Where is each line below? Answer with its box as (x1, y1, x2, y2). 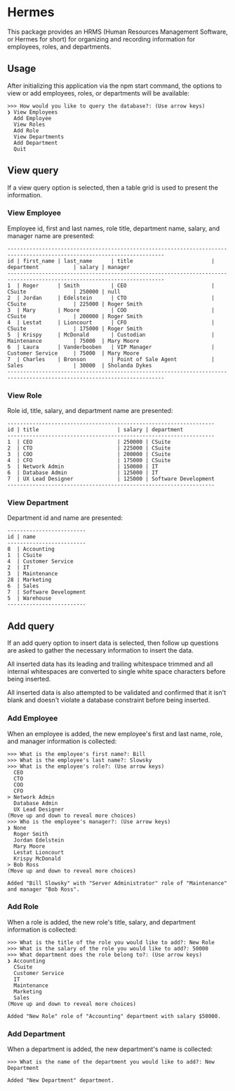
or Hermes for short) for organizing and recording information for (7, 34, 196, 43)
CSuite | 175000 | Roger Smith (7, 325, 142, 332)
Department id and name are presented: (7, 514, 123, 522)
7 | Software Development (7, 589, 86, 596)
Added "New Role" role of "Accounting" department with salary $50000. (7, 1012, 221, 1019)
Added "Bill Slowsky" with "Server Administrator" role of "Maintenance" (7, 880, 228, 887)
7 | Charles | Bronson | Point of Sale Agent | (7, 355, 215, 362)
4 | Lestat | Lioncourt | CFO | (7, 319, 215, 326)
